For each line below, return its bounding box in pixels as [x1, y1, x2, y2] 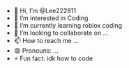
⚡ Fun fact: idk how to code [13, 54, 93, 62]
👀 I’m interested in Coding [13, 14, 89, 22]
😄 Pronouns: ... [13, 46, 59, 55]
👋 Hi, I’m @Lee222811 [13, 7, 77, 15]
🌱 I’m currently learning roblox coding [13, 22, 123, 29]
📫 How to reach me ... [13, 37, 79, 44]
